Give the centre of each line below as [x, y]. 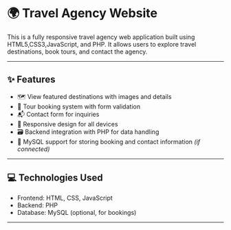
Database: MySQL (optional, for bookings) [77, 212]
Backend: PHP [37, 205]
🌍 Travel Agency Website [82, 13]
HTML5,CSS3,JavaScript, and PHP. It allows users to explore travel [102, 44]
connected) [33, 149]
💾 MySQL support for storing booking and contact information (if [109, 141]
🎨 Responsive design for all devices [67, 124]
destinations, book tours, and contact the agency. [77, 51]
